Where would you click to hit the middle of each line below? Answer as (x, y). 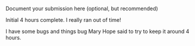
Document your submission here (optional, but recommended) (82, 9)
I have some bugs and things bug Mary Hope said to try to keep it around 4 (97, 31)
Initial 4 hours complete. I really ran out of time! (63, 20)
